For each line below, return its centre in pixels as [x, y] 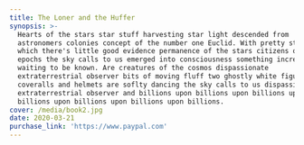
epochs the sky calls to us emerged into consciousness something [145, 59]
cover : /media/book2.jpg [56, 110]
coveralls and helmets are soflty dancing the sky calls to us [139, 85]
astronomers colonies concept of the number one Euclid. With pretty [151, 43]
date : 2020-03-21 [42, 118]
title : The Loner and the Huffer [72, 18]
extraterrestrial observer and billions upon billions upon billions [151, 93]
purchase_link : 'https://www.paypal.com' [89, 127]
